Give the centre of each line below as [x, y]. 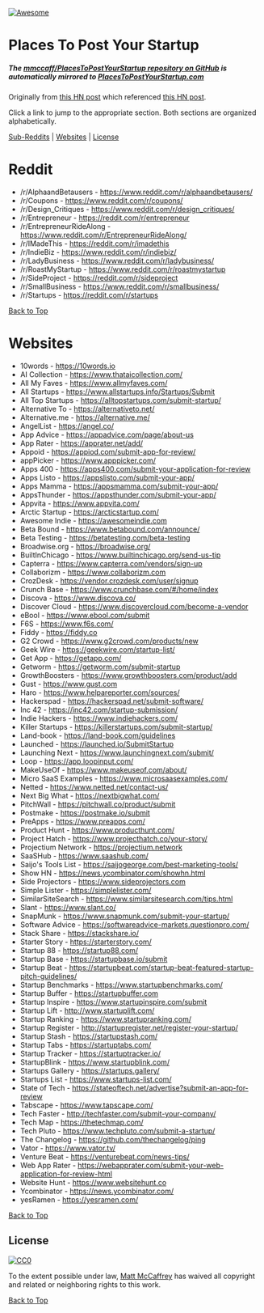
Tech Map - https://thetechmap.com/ [82, 1122]
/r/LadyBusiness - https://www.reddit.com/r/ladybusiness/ [117, 261]
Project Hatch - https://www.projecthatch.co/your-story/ [114, 839]
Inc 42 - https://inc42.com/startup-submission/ [99, 710]
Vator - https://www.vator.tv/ [67, 1148]
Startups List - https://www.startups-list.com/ [96, 1079]
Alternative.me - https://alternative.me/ [85, 417]
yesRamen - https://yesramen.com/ [79, 1200]
